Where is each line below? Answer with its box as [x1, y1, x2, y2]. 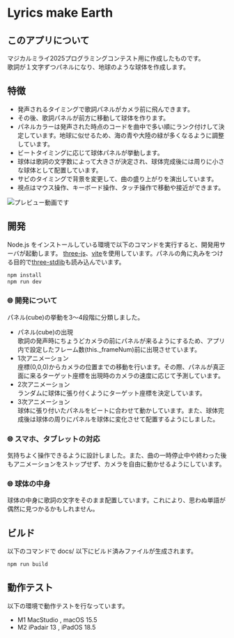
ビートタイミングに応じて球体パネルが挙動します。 [17, 148, 164, 157]
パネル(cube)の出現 [17, 327, 74, 336]
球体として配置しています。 [23, 166, 102, 174]
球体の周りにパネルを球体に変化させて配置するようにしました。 [36, 414, 219, 423]
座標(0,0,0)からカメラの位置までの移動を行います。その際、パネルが [17, 362, 213, 371]
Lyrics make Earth [7, 5, 114, 21]
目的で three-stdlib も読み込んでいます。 [13, 258, 125, 266]
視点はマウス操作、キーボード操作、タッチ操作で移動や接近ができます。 [17, 183, 225, 192]
